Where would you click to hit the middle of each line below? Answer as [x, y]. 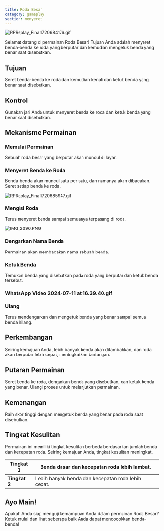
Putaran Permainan [35, 370]
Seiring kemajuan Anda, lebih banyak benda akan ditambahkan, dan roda [79, 349]
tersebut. [14, 280]
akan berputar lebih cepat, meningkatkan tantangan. [58, 354]
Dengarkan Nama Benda [35, 241]
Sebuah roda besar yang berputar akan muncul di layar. [61, 157]
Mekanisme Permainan [41, 133]
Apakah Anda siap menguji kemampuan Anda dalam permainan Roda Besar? [82, 514]
